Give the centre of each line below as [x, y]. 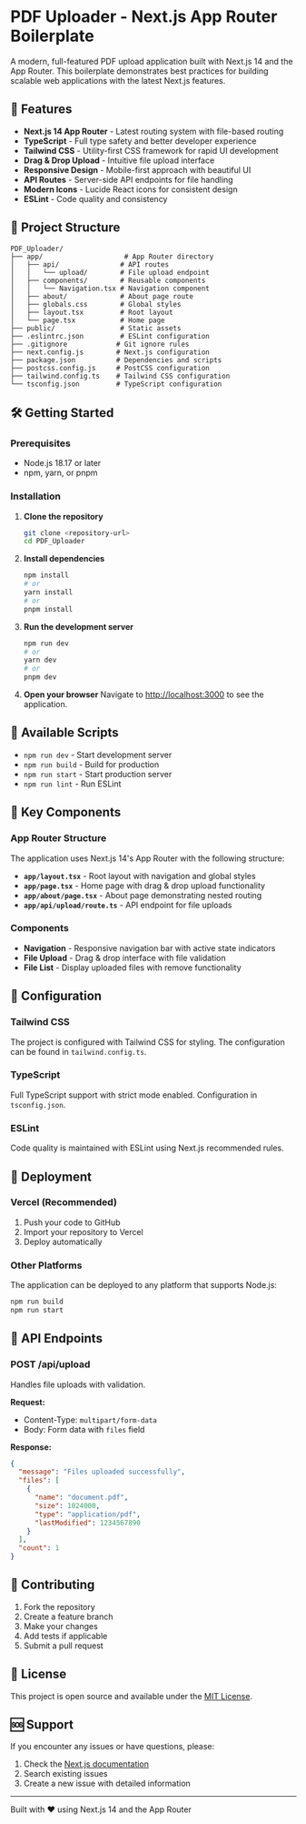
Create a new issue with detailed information [107, 1783]
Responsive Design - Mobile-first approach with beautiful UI [137, 169]
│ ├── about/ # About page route [102, 296]
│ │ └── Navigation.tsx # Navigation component [110, 289]
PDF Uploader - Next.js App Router [144, 17]
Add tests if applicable [65, 1636]
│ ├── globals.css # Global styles [96, 304]
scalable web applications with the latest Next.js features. [118, 80]
